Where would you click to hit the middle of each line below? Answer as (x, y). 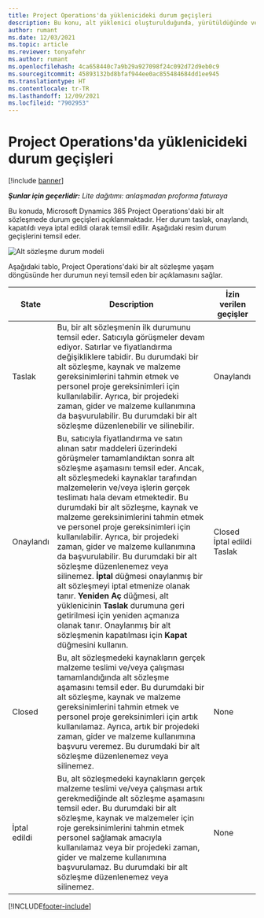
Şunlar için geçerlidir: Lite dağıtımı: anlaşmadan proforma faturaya (118, 196)
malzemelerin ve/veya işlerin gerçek (123, 488)
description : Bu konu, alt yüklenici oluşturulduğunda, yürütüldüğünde (128, 23)
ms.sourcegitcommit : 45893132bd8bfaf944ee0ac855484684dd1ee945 (114, 74)
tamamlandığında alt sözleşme (113, 677)
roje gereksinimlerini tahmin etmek (121, 828)
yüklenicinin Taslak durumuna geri (121, 606)
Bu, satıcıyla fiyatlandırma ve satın (120, 439)
